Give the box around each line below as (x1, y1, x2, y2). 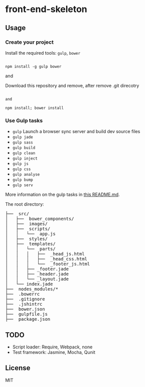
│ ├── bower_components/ (5, 216, 74, 222)
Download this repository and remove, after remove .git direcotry (5, 82, 139, 88)
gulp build (12, 146, 36, 151)
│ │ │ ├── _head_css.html (5, 256, 88, 262)
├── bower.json (5, 306, 45, 312)
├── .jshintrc (5, 301, 43, 307)
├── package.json (5, 316, 51, 322)
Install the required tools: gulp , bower (5, 50, 81, 56)
